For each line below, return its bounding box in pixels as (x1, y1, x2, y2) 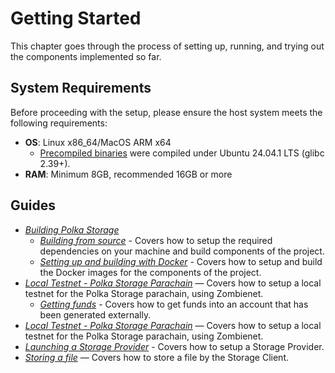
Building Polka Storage (24, 223, 120, 236)
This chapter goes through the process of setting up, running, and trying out (10, 40, 325, 52)
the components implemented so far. (10, 50, 162, 62)
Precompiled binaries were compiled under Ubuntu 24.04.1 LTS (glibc (39, 147, 325, 159)
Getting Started (10, 7, 142, 30)
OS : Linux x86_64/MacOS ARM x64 (24, 136, 172, 148)
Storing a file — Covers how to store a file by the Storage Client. (24, 351, 289, 363)
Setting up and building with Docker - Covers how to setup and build (39, 255, 323, 267)
